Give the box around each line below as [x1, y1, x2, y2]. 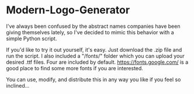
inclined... [6, 82, 30, 89]
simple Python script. [6, 35, 57, 42]
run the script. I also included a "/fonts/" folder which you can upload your [6, 52, 185, 59]
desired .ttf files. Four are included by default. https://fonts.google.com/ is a [6, 59, 189, 66]
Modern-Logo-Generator [6, 3, 130, 17]
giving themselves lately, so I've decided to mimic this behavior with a [6, 28, 174, 35]
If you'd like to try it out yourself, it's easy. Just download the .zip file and [6, 46, 182, 53]
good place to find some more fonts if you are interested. [6, 64, 143, 71]
